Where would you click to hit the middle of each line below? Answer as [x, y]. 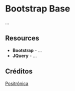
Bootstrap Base [38, 9]
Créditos [19, 71]
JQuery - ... [24, 55]
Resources [22, 38]
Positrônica [17, 83]
